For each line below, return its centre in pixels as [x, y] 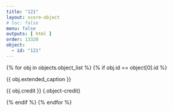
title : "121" [22, 12]
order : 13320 [22, 39]
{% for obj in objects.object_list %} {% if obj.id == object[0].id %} [87, 67]
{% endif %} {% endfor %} [39, 102]
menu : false [21, 28]
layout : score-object [33, 17]
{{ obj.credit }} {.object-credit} [43, 91]
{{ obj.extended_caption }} [39, 79]
